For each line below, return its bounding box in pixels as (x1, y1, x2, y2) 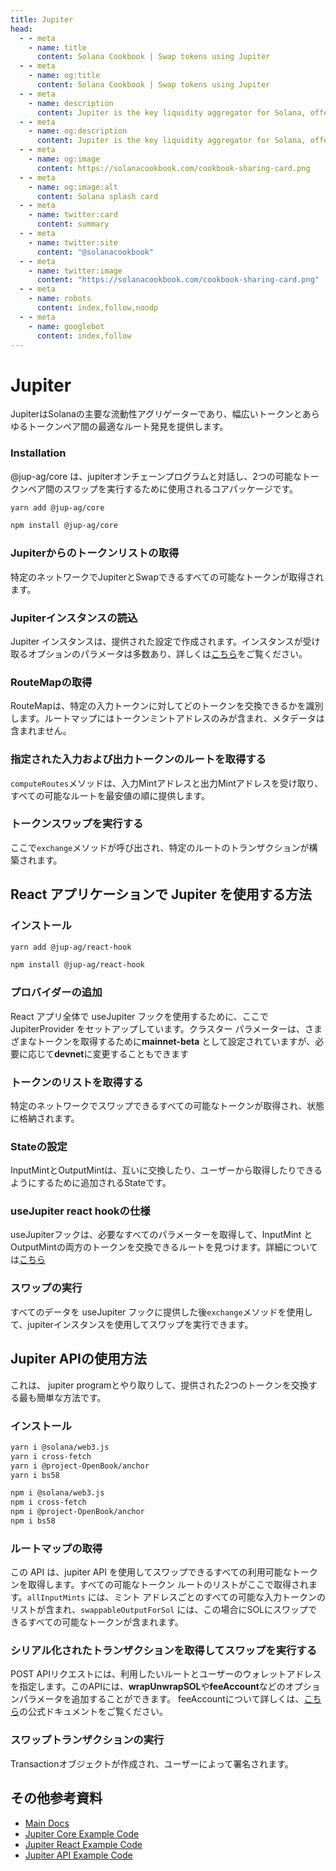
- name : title (28, 42, 87, 53)
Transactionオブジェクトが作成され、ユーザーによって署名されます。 (10, 1757, 294, 1770)
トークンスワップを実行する (10, 817, 144, 831)
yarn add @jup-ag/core (10, 502, 105, 513)
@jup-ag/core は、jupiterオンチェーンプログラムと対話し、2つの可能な (10, 470, 302, 482)
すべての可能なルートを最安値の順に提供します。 (10, 789, 211, 801)
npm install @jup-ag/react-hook (10, 960, 145, 970)
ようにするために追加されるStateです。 (10, 1177, 172, 1189)
